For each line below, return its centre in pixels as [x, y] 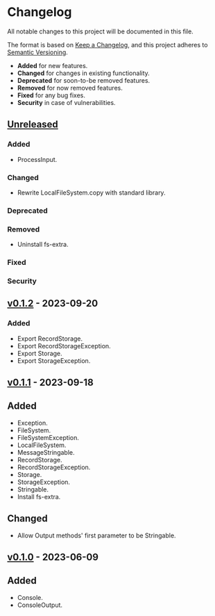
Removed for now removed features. [70, 88]
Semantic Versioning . [37, 52]
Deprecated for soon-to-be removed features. [84, 80]
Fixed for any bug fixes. [51, 95]
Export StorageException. [54, 360]
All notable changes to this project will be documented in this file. [101, 31]
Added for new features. [52, 65]
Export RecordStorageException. [64, 346]
